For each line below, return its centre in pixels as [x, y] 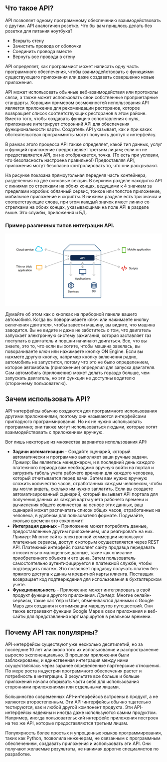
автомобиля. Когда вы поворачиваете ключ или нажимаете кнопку [77, 319]
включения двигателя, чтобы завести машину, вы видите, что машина [80, 324]
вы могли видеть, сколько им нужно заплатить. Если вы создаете [83, 489]
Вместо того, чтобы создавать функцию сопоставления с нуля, [73, 118]
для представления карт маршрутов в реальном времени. [89, 617]
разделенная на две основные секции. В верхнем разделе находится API [83, 180]
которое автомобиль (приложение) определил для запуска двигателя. [80, 367]
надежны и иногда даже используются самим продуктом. [94, 712]
